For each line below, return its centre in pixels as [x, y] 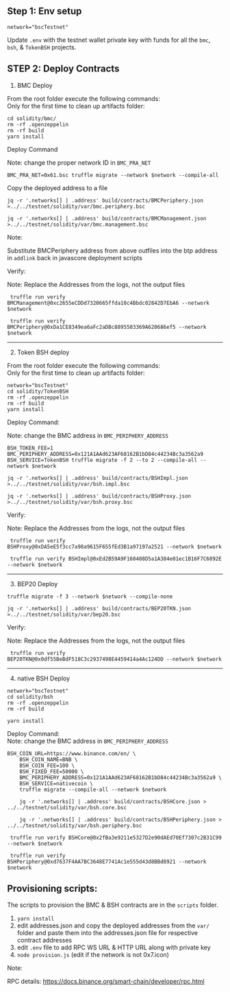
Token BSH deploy [43, 352]
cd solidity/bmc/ [32, 118]
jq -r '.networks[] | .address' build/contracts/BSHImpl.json [98, 478]
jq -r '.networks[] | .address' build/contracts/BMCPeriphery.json [105, 200]
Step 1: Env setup [44, 11]
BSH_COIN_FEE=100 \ [47, 765]
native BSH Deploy [43, 678]
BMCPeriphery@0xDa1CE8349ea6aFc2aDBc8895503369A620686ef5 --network [107, 327]
